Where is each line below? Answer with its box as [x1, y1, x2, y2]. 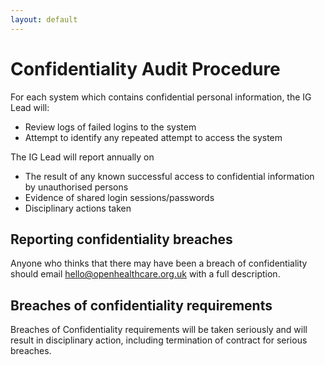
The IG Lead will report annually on [10, 151, 155, 163]
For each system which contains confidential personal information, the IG [10, 91, 312, 103]
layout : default [10, 14, 78, 25]
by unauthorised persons [24, 181, 129, 193]
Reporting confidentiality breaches [10, 231, 233, 248]
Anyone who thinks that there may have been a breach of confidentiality [10, 257, 308, 270]
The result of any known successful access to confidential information [24, 170, 315, 182]
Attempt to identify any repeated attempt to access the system [24, 131, 283, 143]
